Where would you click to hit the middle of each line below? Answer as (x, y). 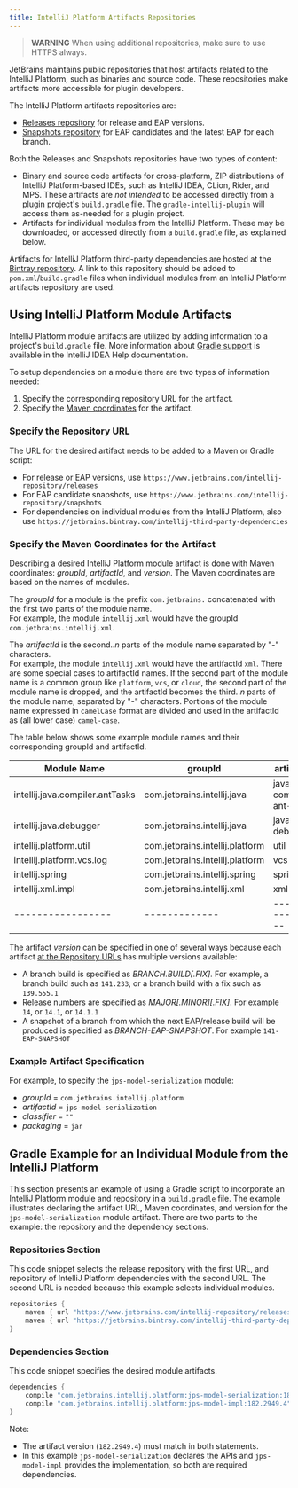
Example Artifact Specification (77, 1061)
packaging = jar (52, 1126)
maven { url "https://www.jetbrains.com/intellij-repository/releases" (160, 1312)
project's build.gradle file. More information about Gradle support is (135, 346)
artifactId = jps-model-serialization (90, 1107)
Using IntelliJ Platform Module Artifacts (121, 315)
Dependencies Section (59, 1351)
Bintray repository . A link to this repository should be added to (122, 268)
